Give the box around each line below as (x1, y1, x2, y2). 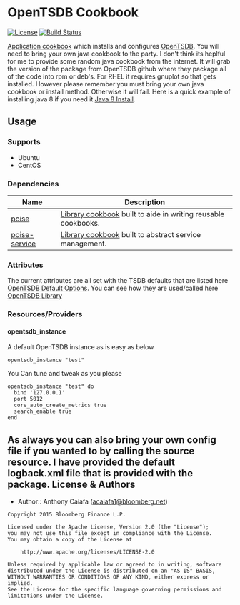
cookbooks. (60, 218, 100, 228)
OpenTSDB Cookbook (7, 4, 139, 21)
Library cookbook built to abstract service (60, 229, 201, 239)
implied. (7, 580, 34, 587)
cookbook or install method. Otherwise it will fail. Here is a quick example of (7, 87, 231, 96)
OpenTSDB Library (7, 291, 63, 300)
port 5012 (14, 396, 43, 403)
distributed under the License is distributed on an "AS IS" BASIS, (7, 567, 216, 575)
